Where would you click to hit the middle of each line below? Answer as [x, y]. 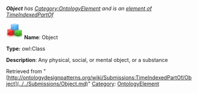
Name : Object [41, 37]
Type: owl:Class [26, 49]
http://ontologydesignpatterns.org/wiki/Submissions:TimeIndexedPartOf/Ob [100, 77]
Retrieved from [24, 71]
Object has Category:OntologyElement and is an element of [79, 8]
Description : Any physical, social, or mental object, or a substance [87, 60]
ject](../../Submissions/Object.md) [47, 84]
